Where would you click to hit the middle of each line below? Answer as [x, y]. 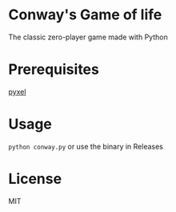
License [35, 179]
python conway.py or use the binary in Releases [86, 146]
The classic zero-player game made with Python [88, 37]
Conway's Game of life [85, 15]
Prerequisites [54, 69]
